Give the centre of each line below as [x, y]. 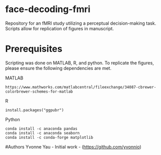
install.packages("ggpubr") [35, 110]
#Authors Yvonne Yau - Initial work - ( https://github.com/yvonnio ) [73, 146]
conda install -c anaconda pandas [42, 129]
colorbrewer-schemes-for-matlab [39, 92]
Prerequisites [34, 49]
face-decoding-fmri [48, 9]
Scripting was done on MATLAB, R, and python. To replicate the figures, [80, 63]
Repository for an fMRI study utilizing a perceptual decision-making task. [81, 23]
